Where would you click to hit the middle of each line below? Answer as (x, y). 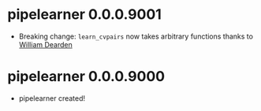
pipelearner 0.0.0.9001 (85, 15)
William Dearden (45, 44)
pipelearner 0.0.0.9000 (86, 77)
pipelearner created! (52, 98)
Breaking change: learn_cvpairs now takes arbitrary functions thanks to (136, 36)
